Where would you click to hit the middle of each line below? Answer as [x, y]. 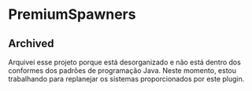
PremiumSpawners [72, 15]
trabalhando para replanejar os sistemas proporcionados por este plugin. [126, 79]
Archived [31, 44]
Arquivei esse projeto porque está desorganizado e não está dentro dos [125, 62]
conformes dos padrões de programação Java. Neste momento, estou [122, 71]
